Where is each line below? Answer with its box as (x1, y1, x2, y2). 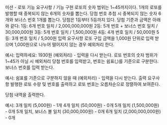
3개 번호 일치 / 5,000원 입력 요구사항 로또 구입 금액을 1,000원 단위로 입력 (11, 35, 154, 41)
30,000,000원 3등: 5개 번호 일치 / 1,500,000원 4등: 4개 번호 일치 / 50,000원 (5, 29, 156, 35)
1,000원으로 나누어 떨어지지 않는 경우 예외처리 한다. (14, 42, 114, 47)
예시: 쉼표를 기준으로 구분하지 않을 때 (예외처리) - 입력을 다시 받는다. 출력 (5, 75, 147, 81)
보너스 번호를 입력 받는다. (5, 64, 55, 70)
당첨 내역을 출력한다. (5, 92, 45, 98)
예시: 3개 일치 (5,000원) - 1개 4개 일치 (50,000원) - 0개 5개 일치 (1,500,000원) (5, 102, 160, 108)
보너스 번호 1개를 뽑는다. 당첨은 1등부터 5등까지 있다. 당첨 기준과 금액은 (14, 17, 152, 22)
